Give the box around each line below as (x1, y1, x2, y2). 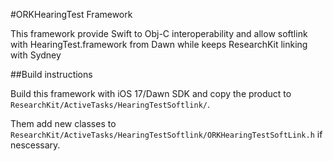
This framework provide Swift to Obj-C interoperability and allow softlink (10, 28, 308, 39)
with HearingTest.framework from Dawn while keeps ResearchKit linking (10, 39, 308, 50)
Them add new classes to (10, 118, 117, 129)
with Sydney (10, 49, 62, 61)
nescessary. (10, 139, 61, 151)
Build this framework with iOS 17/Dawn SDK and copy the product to (10, 88, 292, 99)
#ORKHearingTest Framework (10, 9, 133, 20)
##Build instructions (10, 69, 93, 80)
